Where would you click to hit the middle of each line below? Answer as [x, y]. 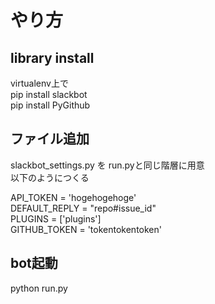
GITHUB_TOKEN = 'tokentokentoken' [86, 229]
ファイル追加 [50, 139]
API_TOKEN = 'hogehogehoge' [73, 197]
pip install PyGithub [50, 105]
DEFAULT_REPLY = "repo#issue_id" [83, 208]
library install [52, 57]
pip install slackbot [49, 94]
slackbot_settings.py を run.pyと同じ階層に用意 [107, 165]
